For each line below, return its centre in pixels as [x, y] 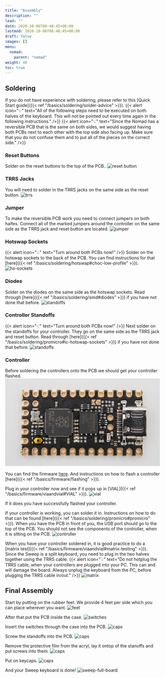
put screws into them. [27, 651]
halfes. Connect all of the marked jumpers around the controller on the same [82, 223]
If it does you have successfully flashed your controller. [61, 503]
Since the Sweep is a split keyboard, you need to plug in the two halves [77, 554]
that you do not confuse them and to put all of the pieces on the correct [78, 138]
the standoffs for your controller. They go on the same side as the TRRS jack [82, 331]
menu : [11, 47]
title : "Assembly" [24, 10]
